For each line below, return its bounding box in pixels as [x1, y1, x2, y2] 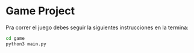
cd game [5, 35, 25, 41]
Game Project [5, 4, 75, 18]
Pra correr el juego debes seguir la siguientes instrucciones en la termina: [5, 24, 189, 31]
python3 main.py [5, 40, 46, 47]
